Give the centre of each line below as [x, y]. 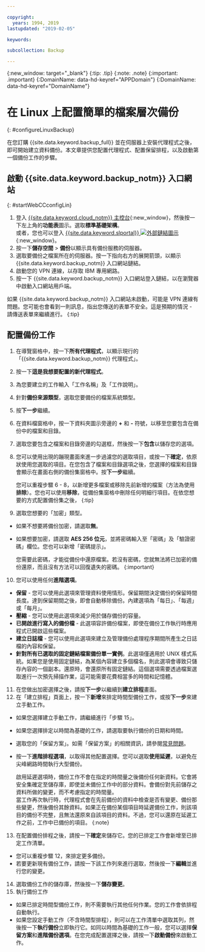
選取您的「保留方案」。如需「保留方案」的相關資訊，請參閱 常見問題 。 [102, 743]
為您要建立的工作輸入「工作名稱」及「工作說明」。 [78, 384]
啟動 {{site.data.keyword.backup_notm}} [87, 179]
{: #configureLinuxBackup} [41, 130]
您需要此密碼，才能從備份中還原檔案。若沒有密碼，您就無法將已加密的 [104, 559]
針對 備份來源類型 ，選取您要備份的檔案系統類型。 [77, 397]
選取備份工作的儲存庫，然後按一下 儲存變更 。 [72, 884]
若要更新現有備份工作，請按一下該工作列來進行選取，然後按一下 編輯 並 [104, 863]
